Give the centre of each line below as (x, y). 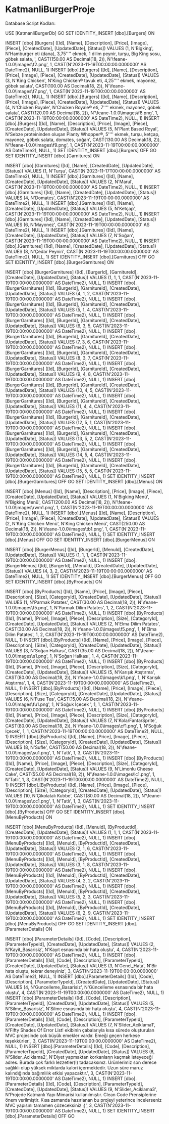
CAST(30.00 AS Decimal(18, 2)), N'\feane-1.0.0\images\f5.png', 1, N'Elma (81, 629)
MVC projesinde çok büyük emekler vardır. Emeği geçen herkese (73, 1036)
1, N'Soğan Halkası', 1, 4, (75, 656)
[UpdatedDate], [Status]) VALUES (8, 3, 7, (48, 358)
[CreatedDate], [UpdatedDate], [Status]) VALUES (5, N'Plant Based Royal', (82, 129)
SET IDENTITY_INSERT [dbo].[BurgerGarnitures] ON (60, 262)
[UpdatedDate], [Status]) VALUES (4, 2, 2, (49, 880)
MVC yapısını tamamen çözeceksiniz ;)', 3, (49, 1105)
